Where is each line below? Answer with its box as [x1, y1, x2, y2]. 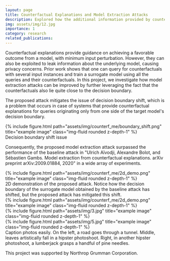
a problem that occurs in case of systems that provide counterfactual [5, 103, 149, 109]
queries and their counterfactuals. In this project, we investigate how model [5, 77, 163, 83]
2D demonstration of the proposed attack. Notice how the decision [5, 181, 145, 187]
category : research [5, 31, 47, 36]
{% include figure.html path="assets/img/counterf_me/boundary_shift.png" [5, 123, 162, 129]
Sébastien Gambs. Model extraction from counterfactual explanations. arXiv [5, 154, 163, 160]
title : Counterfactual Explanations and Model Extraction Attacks [5, 12, 148, 17]
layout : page [5, 7, 33, 13]
